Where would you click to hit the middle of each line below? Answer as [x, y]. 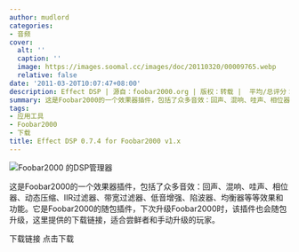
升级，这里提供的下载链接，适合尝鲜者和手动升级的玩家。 [114, 219]
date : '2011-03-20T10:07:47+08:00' [75, 83]
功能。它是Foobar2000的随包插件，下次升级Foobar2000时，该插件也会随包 [148, 209]
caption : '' [40, 59]
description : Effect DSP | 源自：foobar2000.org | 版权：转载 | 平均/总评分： [151, 91]
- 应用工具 [27, 116]
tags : [19, 108]
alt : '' [32, 51]
